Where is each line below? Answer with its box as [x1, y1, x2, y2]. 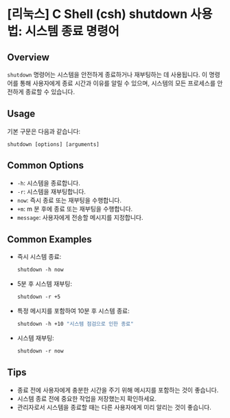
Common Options [7, 160, 84, 171]
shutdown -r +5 [16, 293, 61, 300]
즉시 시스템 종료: [16, 253, 62, 261]
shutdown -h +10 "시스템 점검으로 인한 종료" [16, 321, 134, 328]
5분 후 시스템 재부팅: [16, 280, 72, 288]
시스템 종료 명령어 [25, 23, 120, 39]
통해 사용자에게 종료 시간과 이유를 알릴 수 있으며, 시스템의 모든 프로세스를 [19, 79, 216, 87]
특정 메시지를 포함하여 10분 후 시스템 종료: [16, 307, 130, 315]
